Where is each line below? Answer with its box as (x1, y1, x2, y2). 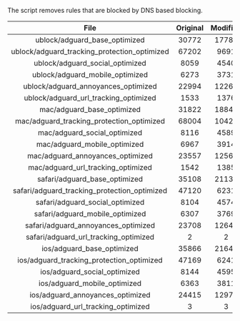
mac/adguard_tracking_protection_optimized (15, 116, 166, 126)
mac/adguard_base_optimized (39, 105, 141, 114)
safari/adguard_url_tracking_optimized (26, 232, 155, 242)
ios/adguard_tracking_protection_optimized (17, 255, 163, 265)
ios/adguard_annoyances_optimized (29, 290, 151, 300)
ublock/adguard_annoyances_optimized (23, 81, 157, 91)
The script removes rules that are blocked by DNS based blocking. (7, 6, 204, 14)
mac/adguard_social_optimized (38, 128, 143, 138)
